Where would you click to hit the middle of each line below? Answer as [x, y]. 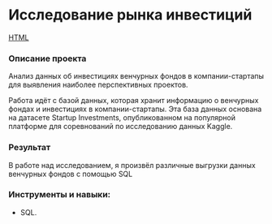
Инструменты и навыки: [60, 195]
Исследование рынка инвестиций [130, 15]
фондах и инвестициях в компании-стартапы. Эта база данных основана [135, 109]
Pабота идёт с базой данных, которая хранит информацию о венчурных [134, 101]
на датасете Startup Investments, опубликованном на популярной [122, 118]
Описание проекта [47, 58]
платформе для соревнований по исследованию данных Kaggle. [121, 127]
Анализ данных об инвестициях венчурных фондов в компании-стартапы [136, 76]
